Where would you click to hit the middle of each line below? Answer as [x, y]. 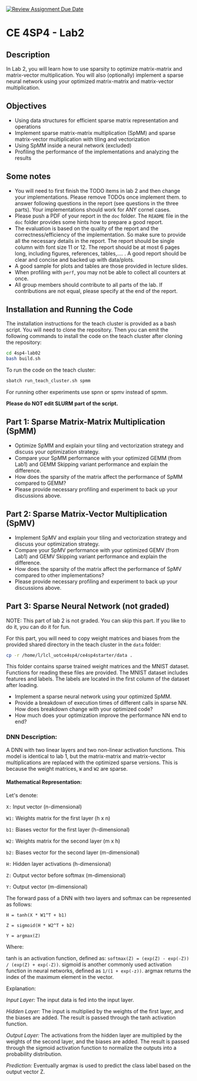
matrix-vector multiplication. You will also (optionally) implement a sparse [95, 75]
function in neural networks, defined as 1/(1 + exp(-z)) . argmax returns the [98, 971]
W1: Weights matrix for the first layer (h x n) [58, 818]
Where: [15, 947]
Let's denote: [22, 795]
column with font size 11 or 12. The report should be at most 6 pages [97, 247]
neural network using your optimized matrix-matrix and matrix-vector [90, 81]
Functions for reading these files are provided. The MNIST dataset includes [97, 673]
